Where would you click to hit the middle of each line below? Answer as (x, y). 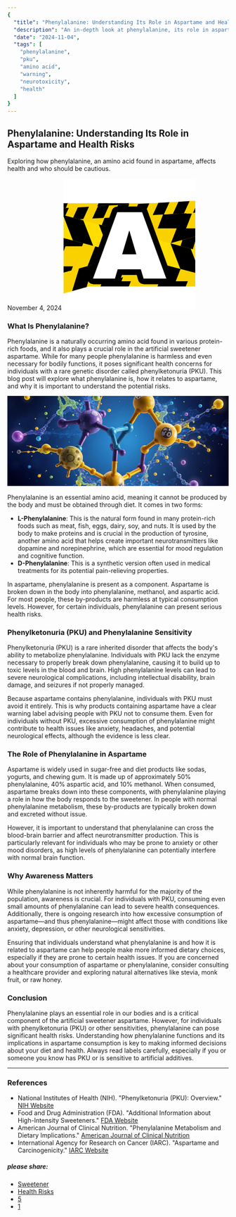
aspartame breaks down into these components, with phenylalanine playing (117, 792)
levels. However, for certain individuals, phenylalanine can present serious (115, 606)
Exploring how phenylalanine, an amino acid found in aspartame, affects (112, 161)
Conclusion (27, 998)
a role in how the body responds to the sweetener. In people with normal (112, 799)
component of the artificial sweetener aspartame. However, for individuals (114, 1021)
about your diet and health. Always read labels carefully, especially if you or (117, 1050)
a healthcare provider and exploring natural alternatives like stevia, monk (112, 972)
